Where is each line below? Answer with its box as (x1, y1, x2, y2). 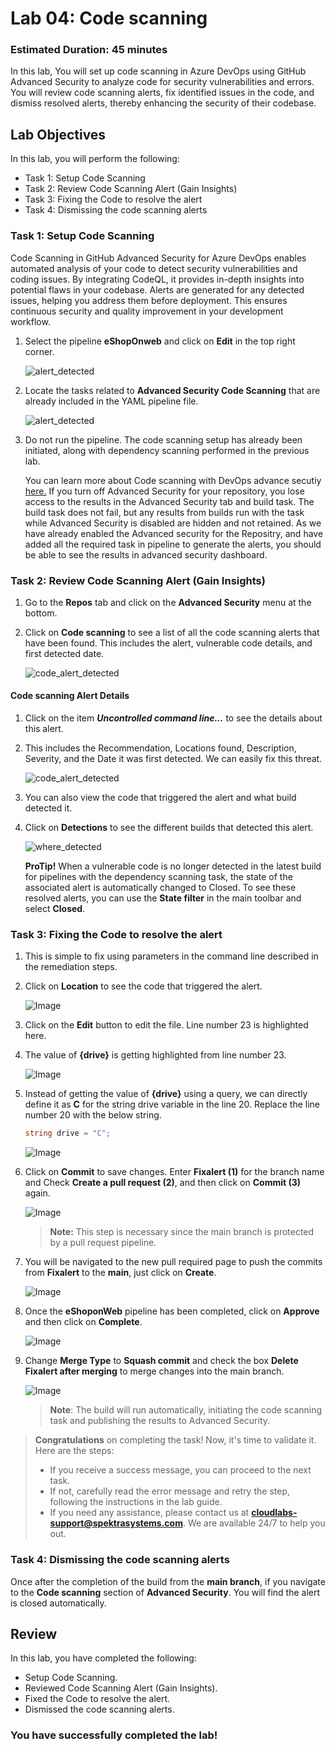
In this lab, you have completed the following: (10, 1652, 197, 1664)
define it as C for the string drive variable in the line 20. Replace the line (24, 1098, 320, 1111)
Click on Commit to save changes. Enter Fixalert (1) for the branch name (24, 1166, 325, 1178)
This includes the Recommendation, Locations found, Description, (24, 742, 297, 754)
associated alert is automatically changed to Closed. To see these (24, 882, 297, 894)
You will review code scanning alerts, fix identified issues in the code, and (10, 87, 315, 99)
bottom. (24, 607, 58, 619)
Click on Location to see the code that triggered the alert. (24, 980, 263, 992)
